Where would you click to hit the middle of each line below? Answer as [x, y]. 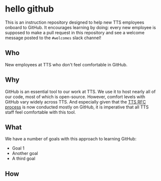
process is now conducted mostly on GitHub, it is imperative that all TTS [77, 107]
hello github [29, 9]
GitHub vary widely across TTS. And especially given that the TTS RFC [75, 102]
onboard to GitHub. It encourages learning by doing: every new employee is [80, 27]
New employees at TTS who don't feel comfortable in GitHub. [66, 64]
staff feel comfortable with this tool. [40, 112]
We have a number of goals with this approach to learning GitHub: [71, 139]
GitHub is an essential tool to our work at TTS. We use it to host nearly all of [80, 91]
